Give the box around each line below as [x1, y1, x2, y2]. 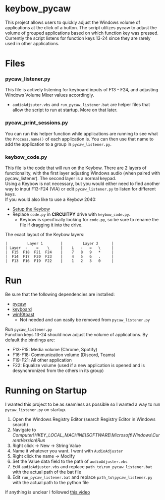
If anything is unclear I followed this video [5, 489, 90, 495]
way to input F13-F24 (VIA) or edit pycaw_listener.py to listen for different [5, 186, 156, 192]
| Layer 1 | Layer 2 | [5, 241, 114, 246]
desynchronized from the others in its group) [12, 368, 104, 374]
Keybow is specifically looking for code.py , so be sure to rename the [19, 217, 159, 223]
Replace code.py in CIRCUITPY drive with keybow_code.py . [12, 211, 130, 217]
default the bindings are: [5, 337, 55, 343]
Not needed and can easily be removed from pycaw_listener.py [19, 316, 150, 322]
